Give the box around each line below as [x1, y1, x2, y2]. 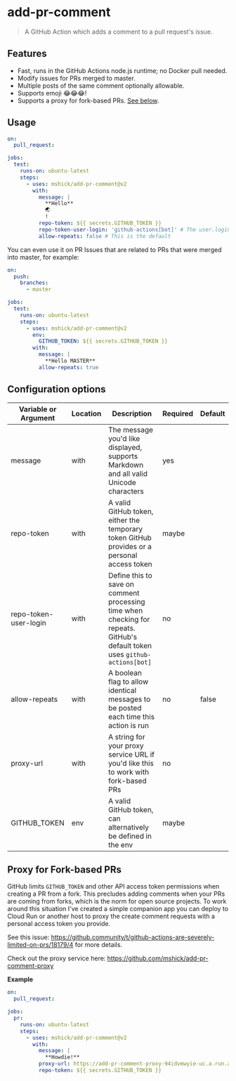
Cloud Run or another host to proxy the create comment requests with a [7, 912, 216, 920]
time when [108, 605, 143, 615]
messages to [108, 694, 151, 704]
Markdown [108, 460, 144, 470]
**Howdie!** [44, 1054, 80, 1061]
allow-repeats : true [38, 364, 99, 371]
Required [162, 409, 194, 418]
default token [108, 640, 152, 650]
